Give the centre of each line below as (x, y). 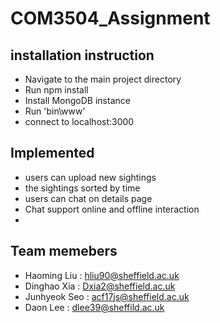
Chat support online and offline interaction (112, 209)
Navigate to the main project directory (103, 79)
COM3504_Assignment (110, 18)
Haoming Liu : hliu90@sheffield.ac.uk (102, 275)
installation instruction (82, 55)
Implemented (52, 153)
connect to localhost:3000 (79, 121)
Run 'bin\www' (55, 111)
